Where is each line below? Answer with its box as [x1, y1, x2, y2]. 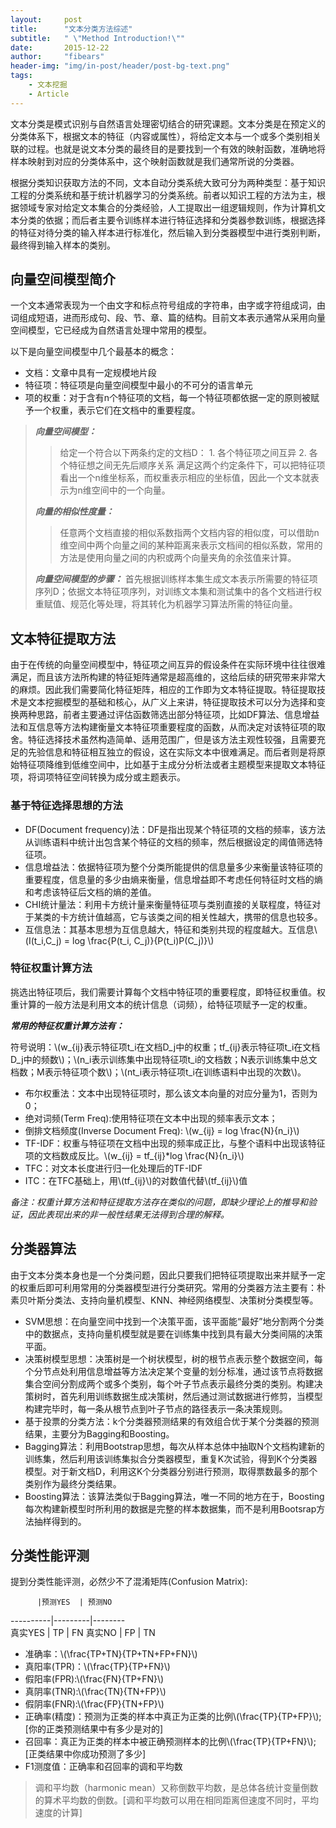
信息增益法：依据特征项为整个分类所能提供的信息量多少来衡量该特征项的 [24, 861, 323, 873]
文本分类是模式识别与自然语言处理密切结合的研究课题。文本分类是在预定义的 [10, 117, 326, 130]
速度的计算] [34, 1807, 83, 1819]
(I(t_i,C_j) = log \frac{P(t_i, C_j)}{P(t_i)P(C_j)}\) [24, 934, 215, 946]
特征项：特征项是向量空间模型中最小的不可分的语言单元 [24, 379, 253, 391]
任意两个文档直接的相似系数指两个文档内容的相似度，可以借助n [59, 527, 320, 539]
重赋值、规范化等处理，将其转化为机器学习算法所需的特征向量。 [34, 598, 298, 610]
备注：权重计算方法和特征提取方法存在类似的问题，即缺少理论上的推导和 [10, 1196, 308, 1208]
